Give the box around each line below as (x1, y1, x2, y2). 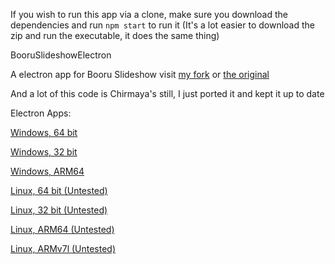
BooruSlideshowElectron (10, 49, 112, 61)
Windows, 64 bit (10, 127, 78, 138)
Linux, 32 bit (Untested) (10, 204, 108, 216)
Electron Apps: (10, 107, 72, 119)
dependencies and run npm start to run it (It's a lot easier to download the (10, 19, 315, 31)
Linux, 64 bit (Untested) (10, 185, 108, 196)
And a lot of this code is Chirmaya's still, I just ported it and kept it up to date (10, 88, 325, 99)
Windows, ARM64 (10, 165, 85, 177)
